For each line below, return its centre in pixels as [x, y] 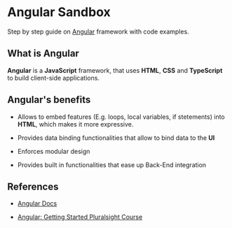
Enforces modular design [54, 151]
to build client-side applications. [54, 78]
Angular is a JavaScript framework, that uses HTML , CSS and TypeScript [115, 70]
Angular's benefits [49, 100]
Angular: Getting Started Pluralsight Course [80, 217]
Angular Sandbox [59, 12]
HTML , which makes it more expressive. [75, 124]
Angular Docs [37, 204]
